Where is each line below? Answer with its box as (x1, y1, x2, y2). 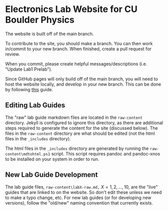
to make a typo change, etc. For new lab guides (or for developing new (5, 194, 151, 200)
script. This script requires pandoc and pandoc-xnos (51, 150, 160, 156)
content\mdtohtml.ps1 (5, 151, 51, 156)
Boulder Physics (5, 14, 75, 26)
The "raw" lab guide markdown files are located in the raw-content (5, 114, 143, 120)
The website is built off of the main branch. (5, 31, 94, 37)
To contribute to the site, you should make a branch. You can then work (5, 40, 153, 46)
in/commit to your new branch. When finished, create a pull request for (5, 46, 152, 52)
